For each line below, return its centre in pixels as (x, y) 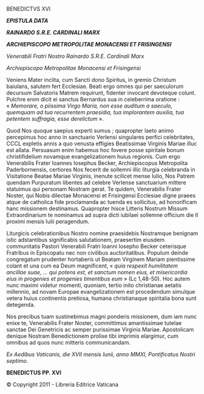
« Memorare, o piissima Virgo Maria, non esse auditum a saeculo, (89, 106)
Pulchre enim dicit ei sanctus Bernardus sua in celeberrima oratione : (93, 99)
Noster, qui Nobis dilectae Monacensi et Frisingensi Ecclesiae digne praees (101, 195)
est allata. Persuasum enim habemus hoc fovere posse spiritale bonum (95, 150)
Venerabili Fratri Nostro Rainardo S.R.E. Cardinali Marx (75, 56)
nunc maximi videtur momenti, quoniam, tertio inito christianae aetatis (94, 285)
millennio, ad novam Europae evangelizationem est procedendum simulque (101, 292)
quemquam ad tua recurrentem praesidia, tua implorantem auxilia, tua (95, 112)
